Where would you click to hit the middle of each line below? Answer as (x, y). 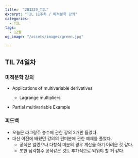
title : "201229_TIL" (27, 10)
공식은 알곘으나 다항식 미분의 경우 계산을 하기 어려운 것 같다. (76, 144)
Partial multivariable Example (41, 107)
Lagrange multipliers (40, 98)
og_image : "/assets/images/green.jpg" (44, 37)
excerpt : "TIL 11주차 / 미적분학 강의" (41, 14)
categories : (17, 19)
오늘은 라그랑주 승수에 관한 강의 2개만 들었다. (55, 132)
